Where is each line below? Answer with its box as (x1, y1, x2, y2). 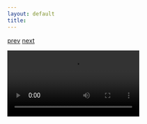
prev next (7, 36, 35, 44)
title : (7, 17, 27, 24)
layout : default (7, 10, 55, 18)
